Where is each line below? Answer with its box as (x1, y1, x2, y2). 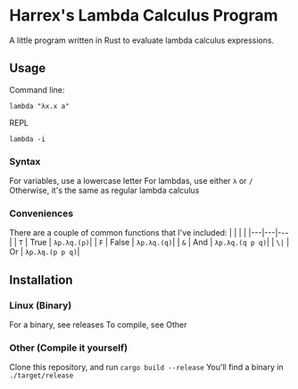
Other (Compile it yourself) (9, 341, 128, 353)
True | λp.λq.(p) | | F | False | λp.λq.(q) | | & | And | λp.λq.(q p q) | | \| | (29, 237, 290, 248)
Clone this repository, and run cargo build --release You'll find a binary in (9, 362, 284, 373)
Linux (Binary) (9, 299, 72, 311)
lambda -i (9, 135, 46, 144)
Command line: (9, 84, 65, 95)
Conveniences (9, 207, 74, 219)
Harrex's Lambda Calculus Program (9, 5, 278, 26)
